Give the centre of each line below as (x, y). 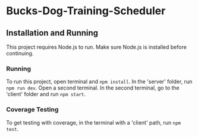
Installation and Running (52, 33)
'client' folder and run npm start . (46, 94)
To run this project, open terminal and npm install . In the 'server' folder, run (99, 82)
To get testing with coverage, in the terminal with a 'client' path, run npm (94, 122)
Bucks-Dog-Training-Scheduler (86, 11)
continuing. (20, 53)
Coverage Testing (32, 110)
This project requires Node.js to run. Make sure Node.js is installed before (97, 47)
